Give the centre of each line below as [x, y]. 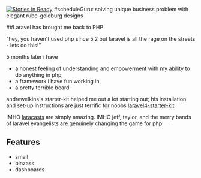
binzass [25, 163]
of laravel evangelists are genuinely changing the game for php [84, 123]
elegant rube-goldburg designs [45, 16]
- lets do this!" [24, 45]
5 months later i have [32, 57]
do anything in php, [39, 75]
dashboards [30, 169]
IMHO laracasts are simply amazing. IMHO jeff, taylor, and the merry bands [99, 117]
